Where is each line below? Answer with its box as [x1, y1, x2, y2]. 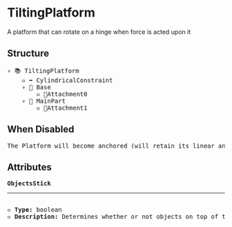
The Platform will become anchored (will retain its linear [7, 141, 215, 150]
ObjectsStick [7, 179, 52, 188]
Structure [7, 48, 50, 59]
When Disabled [7, 124, 75, 135]
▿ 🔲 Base [21, 83, 52, 91]
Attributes [7, 161, 52, 173]
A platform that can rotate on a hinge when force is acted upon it [7, 28, 191, 36]
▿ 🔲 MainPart [21, 97, 66, 105]
